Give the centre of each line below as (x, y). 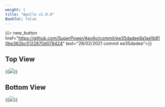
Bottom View (26, 87)
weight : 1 (15, 10)
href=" (12, 38)
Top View (20, 59)
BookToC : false (21, 19)
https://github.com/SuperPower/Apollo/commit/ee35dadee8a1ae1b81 (89, 38)
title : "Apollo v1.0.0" (30, 14)
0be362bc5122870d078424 (34, 44)
